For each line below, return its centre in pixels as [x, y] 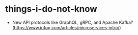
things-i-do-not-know [51, 9]
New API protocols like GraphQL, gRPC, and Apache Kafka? [73, 22]
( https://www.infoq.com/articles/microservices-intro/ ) [67, 27]
